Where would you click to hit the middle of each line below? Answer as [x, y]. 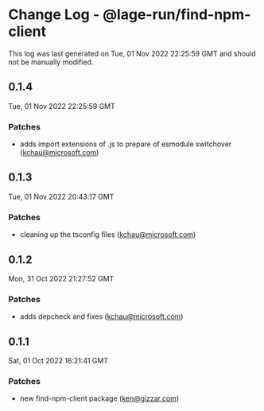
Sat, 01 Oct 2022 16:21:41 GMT [58, 361]
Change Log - [54, 15]
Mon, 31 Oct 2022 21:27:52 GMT [61, 278]
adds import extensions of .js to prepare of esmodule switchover [126, 144]
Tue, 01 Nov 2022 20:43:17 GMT [61, 196]
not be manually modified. [51, 62]
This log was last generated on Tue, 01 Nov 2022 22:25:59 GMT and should [132, 53]
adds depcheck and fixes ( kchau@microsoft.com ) [101, 316]
